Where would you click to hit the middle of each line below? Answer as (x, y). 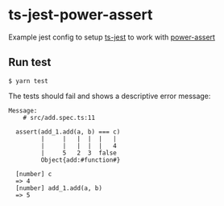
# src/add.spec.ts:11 (59, 117)
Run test (30, 62)
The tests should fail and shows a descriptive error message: (110, 96)
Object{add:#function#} (81, 160)
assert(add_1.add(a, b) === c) (68, 132)
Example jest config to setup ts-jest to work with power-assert (112, 37)
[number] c (34, 174)
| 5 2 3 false (79, 153)
